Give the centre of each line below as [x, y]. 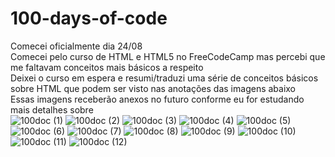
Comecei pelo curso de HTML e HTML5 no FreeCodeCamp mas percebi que [168, 56]
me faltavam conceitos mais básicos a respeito [107, 67]
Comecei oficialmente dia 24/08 [76, 46]
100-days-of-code [89, 18]
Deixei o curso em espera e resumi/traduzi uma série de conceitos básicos [164, 78]
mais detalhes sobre [52, 109]
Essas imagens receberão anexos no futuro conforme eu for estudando [157, 99]
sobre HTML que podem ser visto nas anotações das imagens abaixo [153, 88]
